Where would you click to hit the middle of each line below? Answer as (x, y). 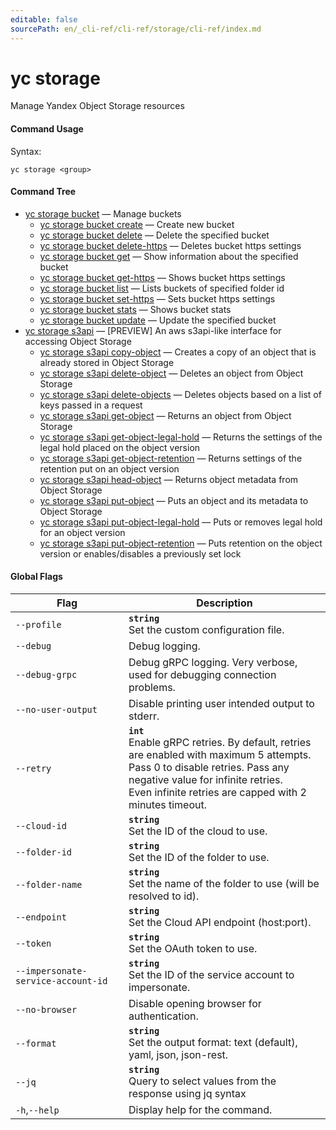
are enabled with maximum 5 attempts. (220, 755)
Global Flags (36, 577)
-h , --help (37, 1110)
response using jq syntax (187, 1094)
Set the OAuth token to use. (193, 949)
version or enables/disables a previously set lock (140, 553)
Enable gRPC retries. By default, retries (220, 743)
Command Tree (43, 192)
